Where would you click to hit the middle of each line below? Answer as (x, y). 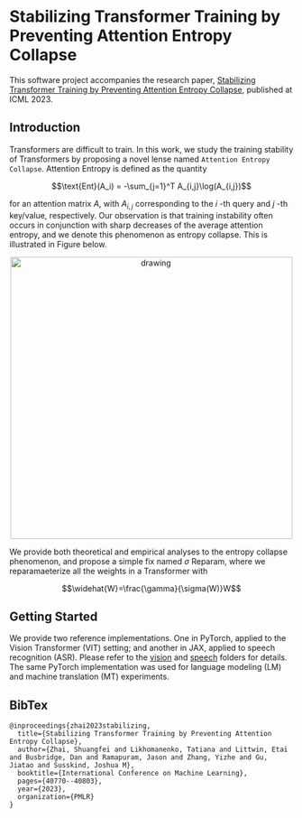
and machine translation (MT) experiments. (89, 677)
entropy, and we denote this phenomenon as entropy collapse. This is (139, 234)
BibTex (28, 705)
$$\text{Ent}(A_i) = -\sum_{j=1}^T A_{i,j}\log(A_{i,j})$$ (151, 186)
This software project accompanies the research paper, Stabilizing (133, 79)
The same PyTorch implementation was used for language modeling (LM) (146, 667)
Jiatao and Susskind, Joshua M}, (72, 766)
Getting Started (54, 616)
